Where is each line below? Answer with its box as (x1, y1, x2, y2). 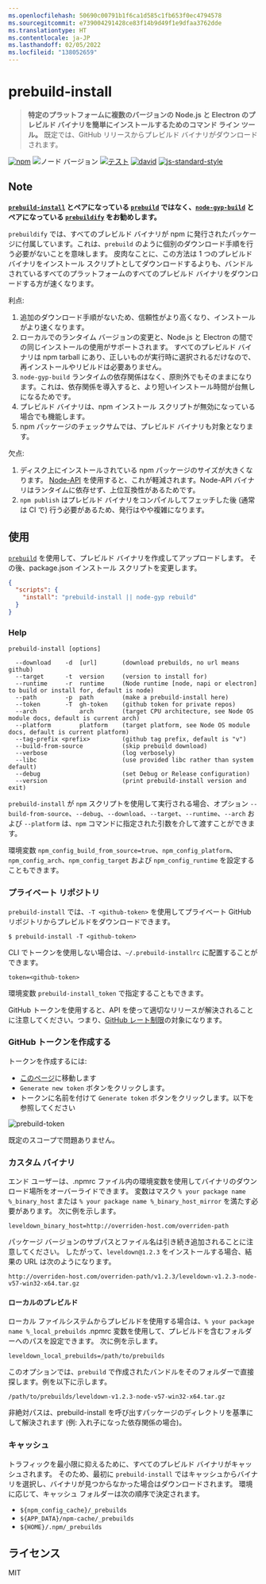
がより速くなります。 (19, 322, 89, 332)
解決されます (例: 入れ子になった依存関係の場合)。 (21, 1418, 187, 1428)
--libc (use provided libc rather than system (15, 756, 254, 765)
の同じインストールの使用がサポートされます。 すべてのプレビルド (19, 342, 237, 352)
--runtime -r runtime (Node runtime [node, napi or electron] (15, 680, 258, 688)
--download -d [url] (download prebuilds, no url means (15, 659, 240, 667)
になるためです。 (19, 391, 75, 401)
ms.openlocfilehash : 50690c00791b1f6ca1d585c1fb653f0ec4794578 (8, 11, 222, 20)
